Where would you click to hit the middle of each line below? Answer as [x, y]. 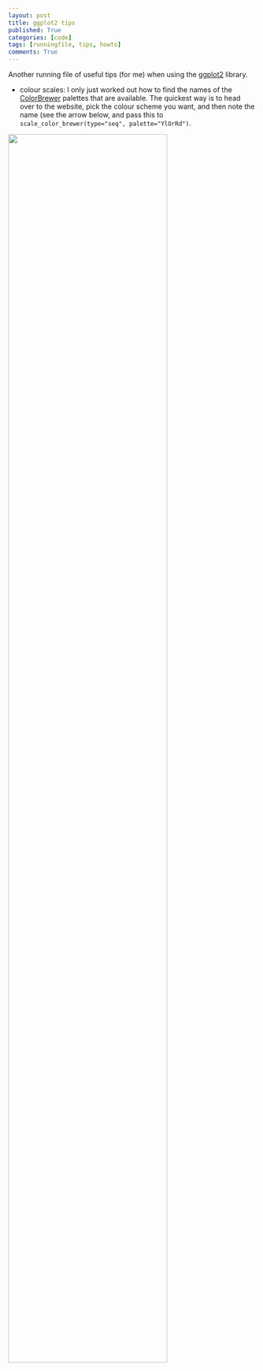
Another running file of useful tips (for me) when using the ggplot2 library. [128, 74]
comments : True [33, 52]
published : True [35, 30]
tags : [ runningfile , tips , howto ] [65, 45]
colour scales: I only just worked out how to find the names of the [126, 90]
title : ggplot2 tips [42, 23]
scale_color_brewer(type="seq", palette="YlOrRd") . [105, 123]
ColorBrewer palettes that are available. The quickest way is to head [130, 98]
